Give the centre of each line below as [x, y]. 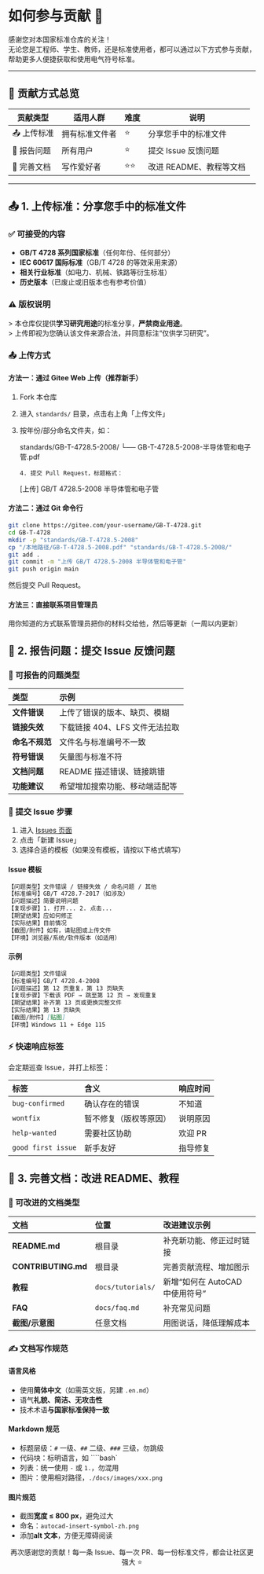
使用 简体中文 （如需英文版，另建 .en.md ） [86, 1390]
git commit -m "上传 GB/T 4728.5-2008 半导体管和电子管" [97, 562]
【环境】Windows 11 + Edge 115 [57, 1025]
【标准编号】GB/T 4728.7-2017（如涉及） [69, 894]
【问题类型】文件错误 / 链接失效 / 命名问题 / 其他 [82, 886]
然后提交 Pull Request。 [46, 585]
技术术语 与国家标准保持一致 [64, 1409]
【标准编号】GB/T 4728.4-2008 [54, 981]
